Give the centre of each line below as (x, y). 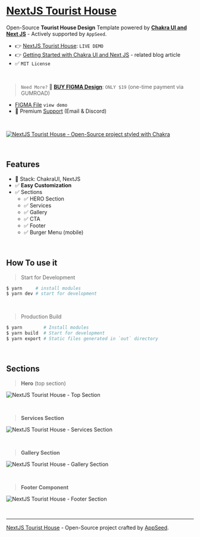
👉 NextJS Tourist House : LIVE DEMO (59, 45)
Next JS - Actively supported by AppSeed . (57, 33)
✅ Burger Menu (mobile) (54, 232)
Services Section (42, 418)
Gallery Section (40, 452)
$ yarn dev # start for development (51, 294)
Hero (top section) (43, 383)
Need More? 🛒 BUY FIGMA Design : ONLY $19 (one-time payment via (102, 87)
